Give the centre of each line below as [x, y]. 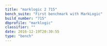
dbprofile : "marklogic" [29, 23]
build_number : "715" [26, 18]
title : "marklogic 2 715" [31, 9]
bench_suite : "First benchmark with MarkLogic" [54, 14]
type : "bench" [19, 36]
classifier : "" [20, 27]
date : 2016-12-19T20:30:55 [32, 32]
